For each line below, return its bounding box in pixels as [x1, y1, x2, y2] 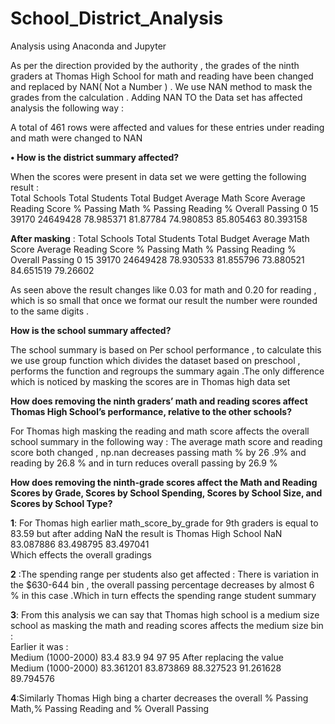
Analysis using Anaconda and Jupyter [10, 40, 167, 52]
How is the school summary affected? [10, 324, 172, 336]
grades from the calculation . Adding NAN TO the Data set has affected [10, 91, 303, 103]
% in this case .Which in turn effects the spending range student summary [10, 589, 317, 601]
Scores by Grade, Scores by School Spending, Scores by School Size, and [10, 487, 323, 499]
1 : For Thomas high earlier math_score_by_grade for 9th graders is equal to [10, 517, 319, 529]
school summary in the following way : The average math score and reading [10, 435, 323, 447]
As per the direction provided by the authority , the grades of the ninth [10, 59, 300, 71]
